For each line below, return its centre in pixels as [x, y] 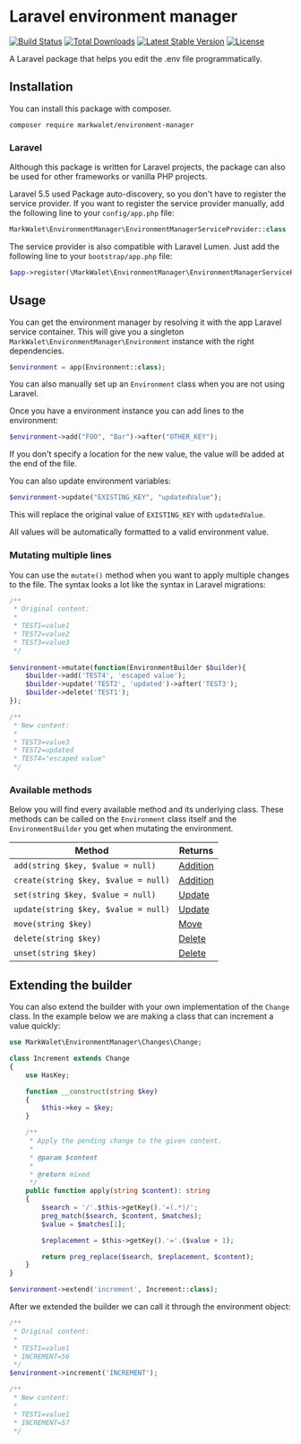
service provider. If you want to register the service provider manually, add [147, 204]
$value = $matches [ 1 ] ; [84, 1224]
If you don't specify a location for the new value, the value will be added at [147, 454]
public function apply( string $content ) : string [118, 1191]
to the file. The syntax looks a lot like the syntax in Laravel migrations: [138, 584]
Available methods [51, 789]
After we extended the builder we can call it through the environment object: [150, 1307]
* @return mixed [60, 1174]
